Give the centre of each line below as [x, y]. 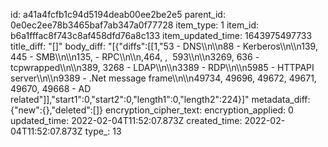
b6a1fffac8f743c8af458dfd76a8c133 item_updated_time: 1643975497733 [161, 35]
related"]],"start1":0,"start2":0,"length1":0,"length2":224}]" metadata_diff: [160, 99]
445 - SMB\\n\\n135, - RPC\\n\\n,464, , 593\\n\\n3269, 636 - [135, 57]
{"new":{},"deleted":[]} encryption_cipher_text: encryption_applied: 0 [152, 110]
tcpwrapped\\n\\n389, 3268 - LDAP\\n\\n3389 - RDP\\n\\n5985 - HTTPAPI [162, 67]
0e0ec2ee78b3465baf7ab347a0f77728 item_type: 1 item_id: [135, 25]
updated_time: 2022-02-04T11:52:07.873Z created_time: [126, 120]
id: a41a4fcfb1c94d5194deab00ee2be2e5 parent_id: [118, 14]
